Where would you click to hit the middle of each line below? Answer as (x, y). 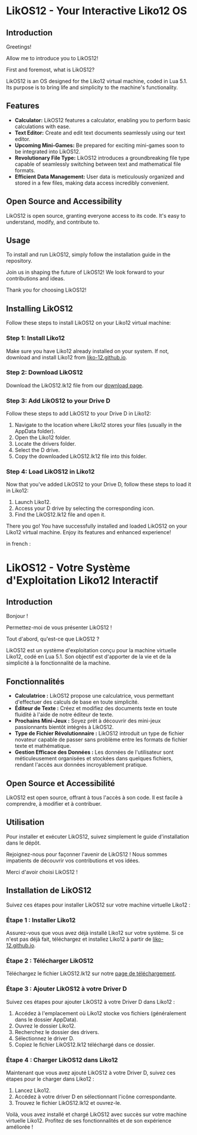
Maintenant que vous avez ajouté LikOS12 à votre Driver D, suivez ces (91, 1072)
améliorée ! (20, 1127)
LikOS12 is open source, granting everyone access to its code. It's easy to (96, 215)
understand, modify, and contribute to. (53, 222)
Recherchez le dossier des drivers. (57, 1032)
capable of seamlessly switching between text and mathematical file (98, 164)
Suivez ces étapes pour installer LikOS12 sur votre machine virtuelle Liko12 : (98, 905)
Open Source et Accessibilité (60, 783)
